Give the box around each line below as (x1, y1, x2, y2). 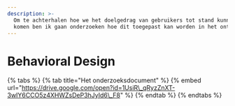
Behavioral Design (7, 53, 115, 69)
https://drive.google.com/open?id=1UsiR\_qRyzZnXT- (21, 84, 176, 92)
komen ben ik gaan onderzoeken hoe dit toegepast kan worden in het (13, 23, 218, 30)
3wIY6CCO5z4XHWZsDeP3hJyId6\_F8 (7, 91, 121, 100)
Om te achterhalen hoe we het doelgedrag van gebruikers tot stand (13, 17, 215, 24)
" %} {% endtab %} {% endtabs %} (120, 91, 222, 100)
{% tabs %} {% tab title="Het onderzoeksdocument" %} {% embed (7, 76, 201, 84)
